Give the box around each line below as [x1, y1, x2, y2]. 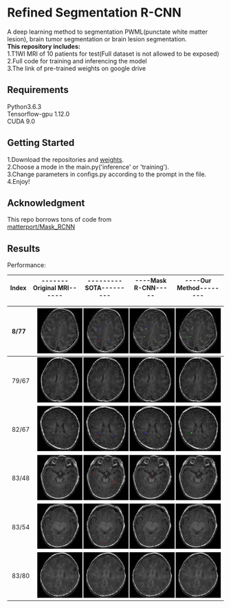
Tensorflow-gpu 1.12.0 [7, 109, 70, 118]
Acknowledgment [7, 197, 85, 209]
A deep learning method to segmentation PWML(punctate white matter [7, 28, 208, 36]
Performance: [7, 261, 46, 269]
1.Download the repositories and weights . [7, 155, 124, 163]
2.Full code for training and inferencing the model [7, 56, 147, 65]
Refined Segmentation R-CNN [7, 5, 182, 21]
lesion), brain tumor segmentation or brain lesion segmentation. [7, 34, 187, 43]
